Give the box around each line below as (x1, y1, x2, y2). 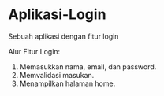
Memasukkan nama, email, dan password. (19, 61, 157, 72)
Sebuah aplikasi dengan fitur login (8, 31, 119, 41)
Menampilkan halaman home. (19, 79, 116, 88)
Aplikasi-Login (8, 6, 106, 24)
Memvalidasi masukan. (19, 70, 95, 79)
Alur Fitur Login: (8, 46, 61, 56)
